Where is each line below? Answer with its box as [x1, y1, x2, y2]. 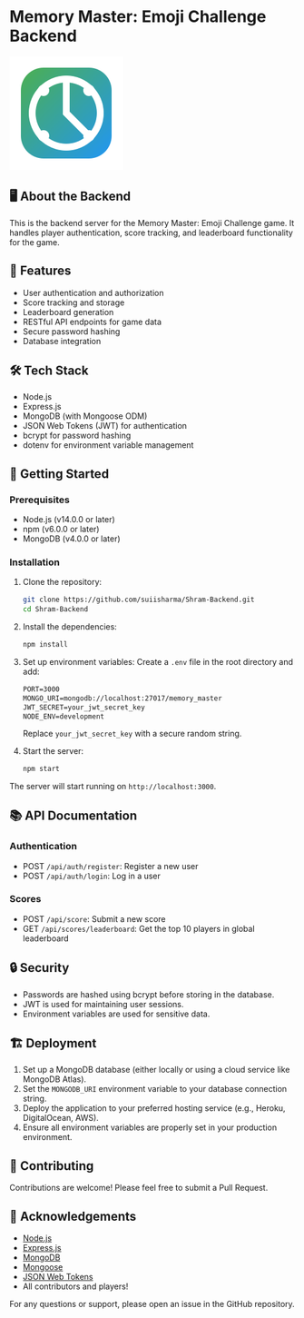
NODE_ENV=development [22, 711, 104, 721]
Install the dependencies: [22, 621, 118, 632]
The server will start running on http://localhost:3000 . [9, 780, 217, 791]
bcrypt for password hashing [22, 430, 132, 441]
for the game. [9, 236, 61, 247]
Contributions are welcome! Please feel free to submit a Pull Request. [9, 1183, 269, 1194]
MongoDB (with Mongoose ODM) [22, 411, 148, 421]
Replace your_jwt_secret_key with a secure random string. [22, 728, 242, 738]
